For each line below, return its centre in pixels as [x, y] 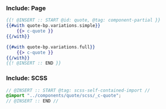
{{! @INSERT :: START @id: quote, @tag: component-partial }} [83, 20]
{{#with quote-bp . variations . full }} [51, 47]
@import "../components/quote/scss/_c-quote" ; [64, 96]
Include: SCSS [27, 78]
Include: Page [26, 8]
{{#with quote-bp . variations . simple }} [53, 26]
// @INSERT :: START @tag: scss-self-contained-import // [78, 90]
